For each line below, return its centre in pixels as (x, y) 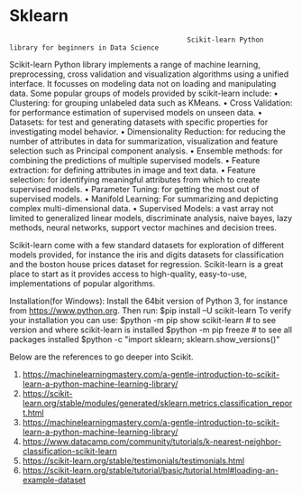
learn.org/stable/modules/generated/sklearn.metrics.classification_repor (157, 403)
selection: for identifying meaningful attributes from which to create (135, 179)
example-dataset (54, 480)
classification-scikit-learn (69, 451)
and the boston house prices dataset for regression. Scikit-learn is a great (146, 264)
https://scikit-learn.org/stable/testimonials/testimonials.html (133, 461)
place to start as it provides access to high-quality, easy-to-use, (128, 274)
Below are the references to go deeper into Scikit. (101, 357)
